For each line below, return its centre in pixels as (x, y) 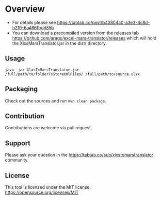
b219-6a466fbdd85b (33, 27)
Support (18, 143)
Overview (25, 9)
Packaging (21, 89)
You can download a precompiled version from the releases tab (75, 33)
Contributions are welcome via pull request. (48, 128)
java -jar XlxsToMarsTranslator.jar (42, 70)
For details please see (34, 22)
